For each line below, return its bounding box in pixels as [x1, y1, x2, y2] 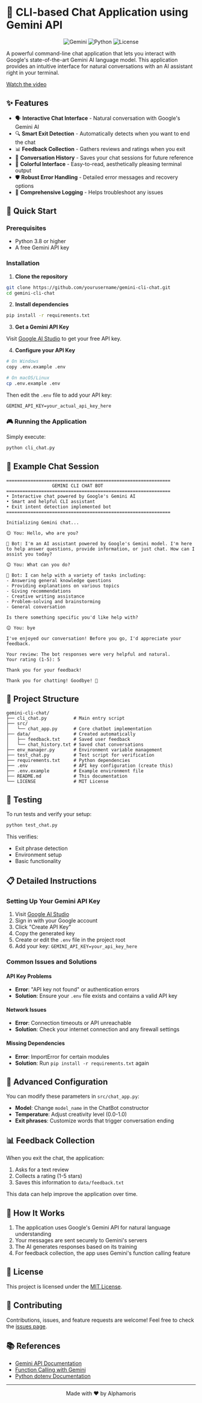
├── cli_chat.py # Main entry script [6, 715, 125, 721]
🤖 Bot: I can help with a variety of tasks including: [6, 572, 147, 578]
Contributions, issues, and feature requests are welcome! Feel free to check [6, 1316, 194, 1324]
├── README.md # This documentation [6, 773, 128, 779]
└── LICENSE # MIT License [6, 778, 109, 784]
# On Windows [6, 358, 39, 365]
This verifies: [6, 833, 38, 840]
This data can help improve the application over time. [6, 1191, 138, 1198]
